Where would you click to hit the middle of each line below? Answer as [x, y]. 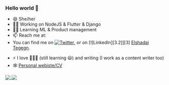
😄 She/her [24, 19]
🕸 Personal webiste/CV [37, 65]
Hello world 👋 [22, 8]
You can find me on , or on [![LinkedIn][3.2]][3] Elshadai [81, 43]
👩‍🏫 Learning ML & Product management [55, 30]
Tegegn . [21, 48]
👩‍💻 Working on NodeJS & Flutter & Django [57, 24]
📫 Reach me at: [29, 35]
